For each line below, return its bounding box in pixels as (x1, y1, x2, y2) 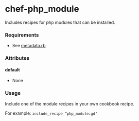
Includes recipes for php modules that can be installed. (5, 19, 115, 25)
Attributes (5, 55, 30, 62)
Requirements (5, 32, 39, 38)
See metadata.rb (12, 43, 46, 49)
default (5, 67, 20, 72)
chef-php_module (5, 3, 79, 15)
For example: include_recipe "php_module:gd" (5, 110, 98, 116)
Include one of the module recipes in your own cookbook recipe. (5, 101, 135, 106)
